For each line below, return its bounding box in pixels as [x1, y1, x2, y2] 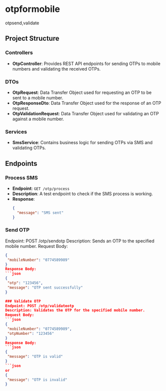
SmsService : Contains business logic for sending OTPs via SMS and [12, 140, 153, 146]
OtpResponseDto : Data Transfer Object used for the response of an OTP [12, 100, 162, 106]
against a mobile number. [12, 116, 64, 122]
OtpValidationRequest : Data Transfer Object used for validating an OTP [12, 110, 160, 116]
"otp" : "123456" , [7, 281, 43, 286]
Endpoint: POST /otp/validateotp [5, 303, 74, 309]
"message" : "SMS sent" [17, 210, 64, 215]
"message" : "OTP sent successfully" [7, 285, 83, 290]
